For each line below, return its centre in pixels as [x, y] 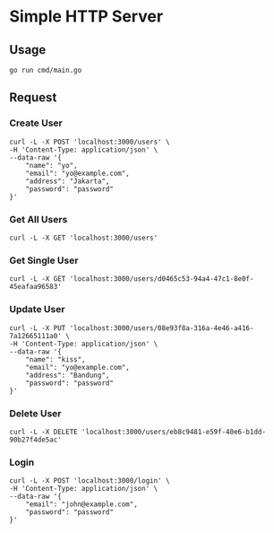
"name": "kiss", [56, 359]
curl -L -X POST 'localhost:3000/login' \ [90, 481]
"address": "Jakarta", [68, 181]
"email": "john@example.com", [82, 504]
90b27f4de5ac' [36, 440]
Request [33, 97]
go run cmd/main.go [46, 70]
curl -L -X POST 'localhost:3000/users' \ [90, 142]
